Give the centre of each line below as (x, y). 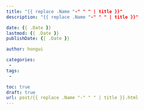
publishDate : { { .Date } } (38, 39)
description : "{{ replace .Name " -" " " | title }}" (72, 17)
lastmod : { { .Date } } (33, 33)
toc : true (18, 87)
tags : (13, 71)
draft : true (21, 92)
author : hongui (25, 49)
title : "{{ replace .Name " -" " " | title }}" (64, 11)
